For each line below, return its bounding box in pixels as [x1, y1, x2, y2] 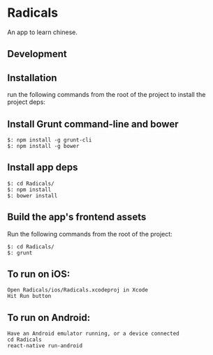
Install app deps [7, 162, 78, 174]
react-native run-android [7, 342, 82, 349]
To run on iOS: [7, 268, 71, 280]
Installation [7, 72, 57, 84]
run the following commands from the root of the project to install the [7, 91, 206, 99]
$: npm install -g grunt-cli [7, 136, 92, 144]
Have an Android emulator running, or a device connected [7, 330, 179, 338]
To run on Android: [7, 312, 91, 324]
